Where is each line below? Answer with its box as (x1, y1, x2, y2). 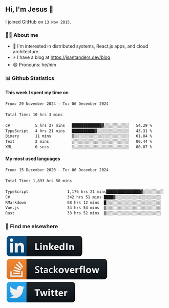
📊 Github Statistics (5, 75, 55, 82)
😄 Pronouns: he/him (12, 62, 56, 68)
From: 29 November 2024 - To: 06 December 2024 (5, 101, 109, 106)
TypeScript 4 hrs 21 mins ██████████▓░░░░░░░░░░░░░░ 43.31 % (5, 128, 153, 134)
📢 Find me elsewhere (5, 223, 58, 230)
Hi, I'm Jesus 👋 (5, 5, 54, 14)
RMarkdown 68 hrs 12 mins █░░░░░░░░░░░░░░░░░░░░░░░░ (5, 200, 161, 205)
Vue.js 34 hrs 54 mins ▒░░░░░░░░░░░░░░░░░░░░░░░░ (5, 205, 161, 210)
